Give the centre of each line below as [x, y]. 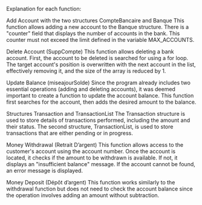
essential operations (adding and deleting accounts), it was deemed [91, 89]
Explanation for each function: [44, 9]
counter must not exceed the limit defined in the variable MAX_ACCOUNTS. [100, 40]
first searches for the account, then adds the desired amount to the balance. [101, 102]
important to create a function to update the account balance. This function [100, 96]
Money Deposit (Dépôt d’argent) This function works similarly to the [91, 182]
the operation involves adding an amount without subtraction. [83, 195]
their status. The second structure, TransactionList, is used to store [90, 126]
